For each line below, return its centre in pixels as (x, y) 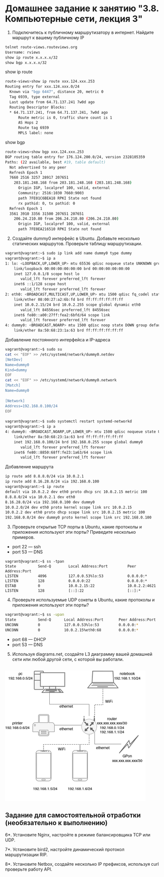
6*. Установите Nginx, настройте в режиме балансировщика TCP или (78, 835)
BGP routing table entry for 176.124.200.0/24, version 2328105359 (75, 157)
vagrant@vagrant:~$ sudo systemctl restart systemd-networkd (69, 421)
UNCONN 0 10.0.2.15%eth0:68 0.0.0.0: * (72, 630)
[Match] (13, 386)
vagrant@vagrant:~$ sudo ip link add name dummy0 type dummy (69, 253)
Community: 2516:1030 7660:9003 (51, 193)
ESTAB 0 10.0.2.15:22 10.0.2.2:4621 (81, 586)
